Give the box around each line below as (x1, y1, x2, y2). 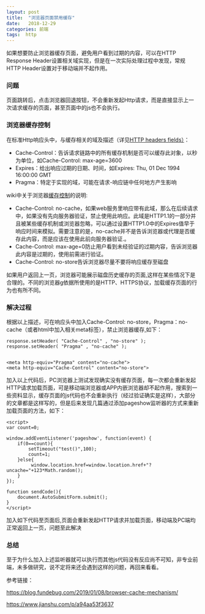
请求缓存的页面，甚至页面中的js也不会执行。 (11, 104, 124, 111)
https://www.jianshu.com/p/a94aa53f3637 (6, 601, 114, 608)
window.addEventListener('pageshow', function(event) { (6, 435, 152, 441)
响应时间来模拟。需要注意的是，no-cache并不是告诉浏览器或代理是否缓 (15, 227, 196, 234)
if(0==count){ (17, 441, 53, 447)
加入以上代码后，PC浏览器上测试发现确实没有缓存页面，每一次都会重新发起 (6, 376, 196, 384)
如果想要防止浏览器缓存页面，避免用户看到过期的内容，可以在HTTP (6, 50, 176, 57)
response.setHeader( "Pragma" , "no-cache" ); (6, 343, 127, 350)
